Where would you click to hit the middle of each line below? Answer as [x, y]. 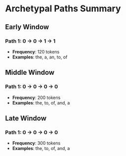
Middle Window [30, 73]
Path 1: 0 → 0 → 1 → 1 [30, 41]
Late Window [26, 118]
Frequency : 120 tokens [36, 52]
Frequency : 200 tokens [36, 98]
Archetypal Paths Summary [63, 9]
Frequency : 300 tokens [36, 143]
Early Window [27, 27]
